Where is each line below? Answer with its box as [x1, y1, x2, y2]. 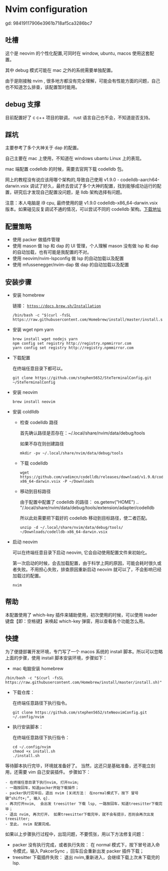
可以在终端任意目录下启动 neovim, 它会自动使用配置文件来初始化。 [12, 549, 150, 555]
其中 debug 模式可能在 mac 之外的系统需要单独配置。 [5, 67, 116, 73]
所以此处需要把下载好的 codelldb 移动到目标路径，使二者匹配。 [19, 515, 150, 521]
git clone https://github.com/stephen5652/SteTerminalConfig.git [12, 375, 151, 380]
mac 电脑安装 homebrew [12, 665, 63, 671]
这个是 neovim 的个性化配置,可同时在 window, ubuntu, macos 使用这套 [5, 50, 150, 56]
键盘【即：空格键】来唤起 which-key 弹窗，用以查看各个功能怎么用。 [5, 618, 147, 624]
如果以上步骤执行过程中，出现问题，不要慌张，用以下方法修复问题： [5, 831, 145, 837]
